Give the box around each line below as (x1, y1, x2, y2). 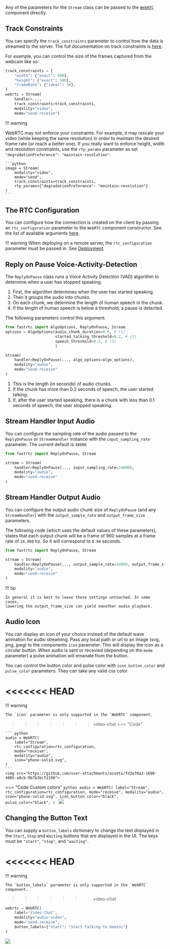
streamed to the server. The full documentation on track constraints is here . (5, 43, 163, 49)
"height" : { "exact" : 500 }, (14, 78, 71, 83)
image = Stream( (5, 165, 39, 171)
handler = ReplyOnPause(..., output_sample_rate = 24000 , (14, 562, 130, 567)
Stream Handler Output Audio (5, 493, 101, 502)
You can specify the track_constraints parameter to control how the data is (5, 38, 163, 44)
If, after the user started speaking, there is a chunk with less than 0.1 (12, 397, 155, 403)
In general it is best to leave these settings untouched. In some (5, 595, 151, 600)
